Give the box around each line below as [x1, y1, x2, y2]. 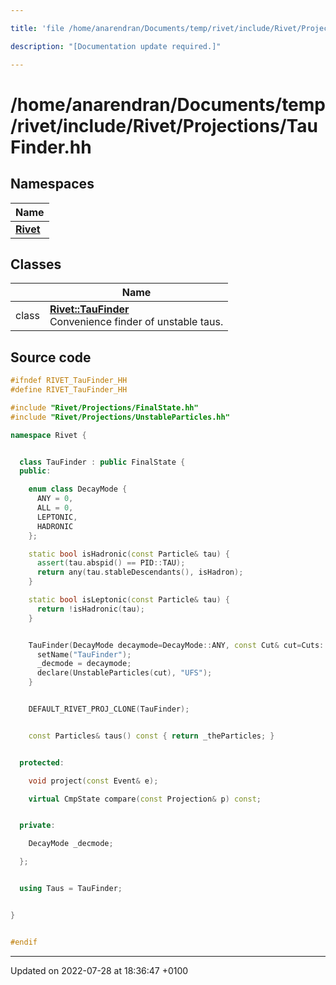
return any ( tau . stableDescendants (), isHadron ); [36, 567, 244, 578]
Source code [10, 349, 92, 366]
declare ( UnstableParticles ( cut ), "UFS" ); [36, 668, 213, 678]
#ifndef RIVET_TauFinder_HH [10, 376, 128, 386]
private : [19, 821, 56, 831]
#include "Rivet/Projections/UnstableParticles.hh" [10, 412, 230, 422]
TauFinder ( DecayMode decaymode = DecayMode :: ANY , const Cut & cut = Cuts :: [28, 640, 329, 650]
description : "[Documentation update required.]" [10, 41, 222, 51]
